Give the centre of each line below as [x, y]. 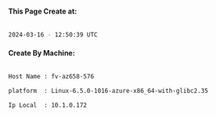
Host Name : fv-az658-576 [51, 77]
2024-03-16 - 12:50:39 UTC [53, 35]
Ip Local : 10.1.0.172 [48, 106]
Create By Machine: [42, 52]
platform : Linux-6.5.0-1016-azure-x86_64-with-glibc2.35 [108, 91]
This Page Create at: [43, 11]
